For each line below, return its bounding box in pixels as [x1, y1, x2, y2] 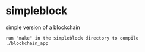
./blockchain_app [5, 40, 49, 46]
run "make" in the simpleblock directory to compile [5, 35, 139, 41]
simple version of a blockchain [5, 24, 81, 31]
